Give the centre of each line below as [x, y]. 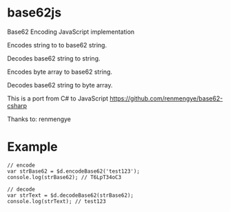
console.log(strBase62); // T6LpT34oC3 [64, 177]
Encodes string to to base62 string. [57, 45]
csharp [17, 105]
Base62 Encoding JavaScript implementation [71, 32]
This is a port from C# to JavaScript [58, 98]
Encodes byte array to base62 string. [60, 72]
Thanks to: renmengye [39, 119]
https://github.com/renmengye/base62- [166, 98]
